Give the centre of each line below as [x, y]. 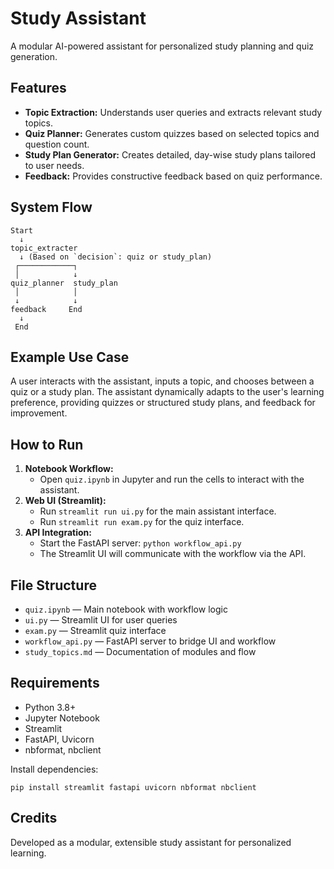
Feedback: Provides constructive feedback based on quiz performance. [173, 176]
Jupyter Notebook [62, 718]
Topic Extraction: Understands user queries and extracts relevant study [173, 112]
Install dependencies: [54, 769]
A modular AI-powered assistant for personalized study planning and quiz [162, 46]
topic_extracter [44, 248]
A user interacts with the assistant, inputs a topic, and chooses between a [162, 381]
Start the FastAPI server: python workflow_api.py [140, 543]
